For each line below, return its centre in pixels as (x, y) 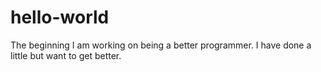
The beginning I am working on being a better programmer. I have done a (161, 45)
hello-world (60, 17)
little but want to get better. (66, 55)
